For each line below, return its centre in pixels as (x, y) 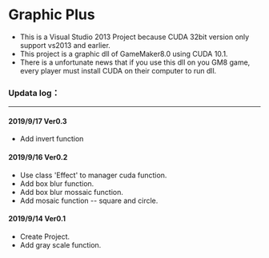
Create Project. (45, 236)
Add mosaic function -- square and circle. (89, 200)
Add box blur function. (57, 183)
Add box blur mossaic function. (72, 192)
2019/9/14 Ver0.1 (37, 219)
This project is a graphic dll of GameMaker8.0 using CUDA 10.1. (124, 54)
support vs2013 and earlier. (65, 45)
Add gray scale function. (60, 244)
